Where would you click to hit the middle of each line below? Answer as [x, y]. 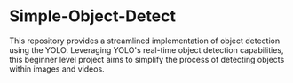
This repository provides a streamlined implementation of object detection [145, 41]
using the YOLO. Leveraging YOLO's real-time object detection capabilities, [146, 49]
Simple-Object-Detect [92, 16]
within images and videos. [57, 69]
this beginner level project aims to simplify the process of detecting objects [147, 59]
